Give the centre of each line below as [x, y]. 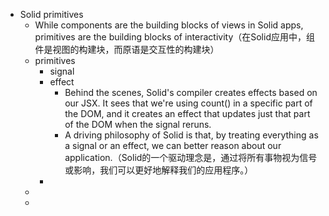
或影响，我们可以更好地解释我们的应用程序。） [159, 170]
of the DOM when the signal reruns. [138, 124]
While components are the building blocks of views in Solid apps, [169, 25]
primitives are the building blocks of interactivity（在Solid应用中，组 [174, 37]
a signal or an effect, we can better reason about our [173, 145]
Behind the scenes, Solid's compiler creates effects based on [191, 92]
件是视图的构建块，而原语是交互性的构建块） [127, 49]
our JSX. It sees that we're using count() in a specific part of [188, 103]
